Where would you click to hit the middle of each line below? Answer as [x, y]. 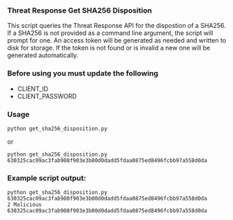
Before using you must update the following [83, 73]
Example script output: [47, 178]
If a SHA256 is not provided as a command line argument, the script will [110, 33]
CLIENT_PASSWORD [47, 96]
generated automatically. [43, 55]
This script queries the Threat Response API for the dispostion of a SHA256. [117, 26]
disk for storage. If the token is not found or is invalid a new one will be [109, 48]
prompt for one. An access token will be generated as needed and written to [117, 41]
